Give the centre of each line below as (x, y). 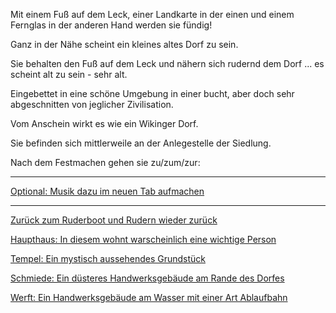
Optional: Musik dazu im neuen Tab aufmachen (107, 191)
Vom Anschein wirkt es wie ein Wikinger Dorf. (104, 123)
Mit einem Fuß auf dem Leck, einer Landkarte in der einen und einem (152, 14)
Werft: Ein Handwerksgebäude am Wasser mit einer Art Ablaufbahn (149, 297)
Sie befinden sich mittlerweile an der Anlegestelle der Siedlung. (141, 143)
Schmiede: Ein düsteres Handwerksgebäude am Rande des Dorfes (147, 278)
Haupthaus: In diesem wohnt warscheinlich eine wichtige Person (143, 239)
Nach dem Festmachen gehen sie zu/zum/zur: (105, 162)
